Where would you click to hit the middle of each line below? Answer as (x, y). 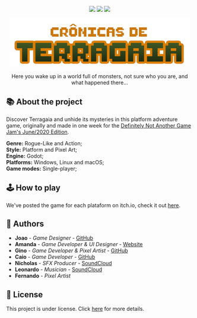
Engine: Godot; (25, 156)
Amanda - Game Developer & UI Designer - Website (79, 244)
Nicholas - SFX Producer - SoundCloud (63, 263)
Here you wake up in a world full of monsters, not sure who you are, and (100, 76)
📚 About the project (45, 102)
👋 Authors (25, 224)
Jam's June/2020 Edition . (38, 132)
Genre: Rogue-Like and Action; (44, 143)
